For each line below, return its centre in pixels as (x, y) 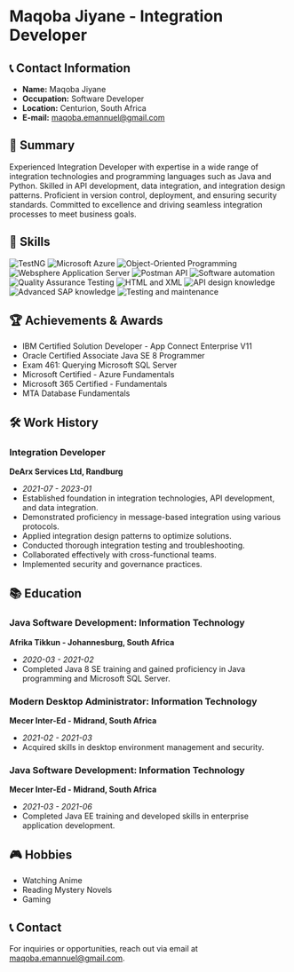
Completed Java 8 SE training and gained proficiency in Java (134, 668)
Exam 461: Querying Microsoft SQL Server (99, 365)
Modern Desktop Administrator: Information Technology (133, 701)
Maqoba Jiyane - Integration (116, 16)
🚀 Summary (42, 145)
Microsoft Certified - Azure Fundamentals (98, 375)
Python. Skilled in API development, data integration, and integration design (147, 186)
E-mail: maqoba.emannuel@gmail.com (94, 118)
